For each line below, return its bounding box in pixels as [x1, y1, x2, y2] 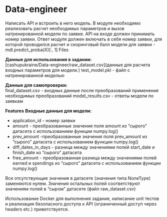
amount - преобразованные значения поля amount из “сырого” [12, 123, 147, 129]
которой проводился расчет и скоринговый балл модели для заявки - [5, 41, 155, 47]
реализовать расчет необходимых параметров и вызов [5, 25, 124, 31]
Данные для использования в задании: [5, 56, 92, 62]
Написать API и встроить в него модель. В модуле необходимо [5, 20, 141, 26]
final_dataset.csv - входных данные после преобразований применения [5, 87, 159, 93]
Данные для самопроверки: [5, 82, 67, 88]
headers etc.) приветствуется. [5, 206, 69, 212]
